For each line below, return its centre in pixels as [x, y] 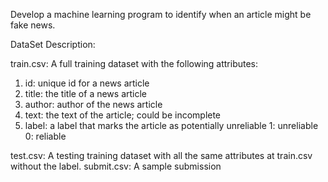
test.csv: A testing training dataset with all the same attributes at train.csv [161, 155]
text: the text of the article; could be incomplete [123, 115]
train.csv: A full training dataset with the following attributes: [134, 63]
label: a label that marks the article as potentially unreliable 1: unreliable [171, 125]
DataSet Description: [53, 44]
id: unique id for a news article [87, 83]
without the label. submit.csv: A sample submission [116, 166]
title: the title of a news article [86, 93]
